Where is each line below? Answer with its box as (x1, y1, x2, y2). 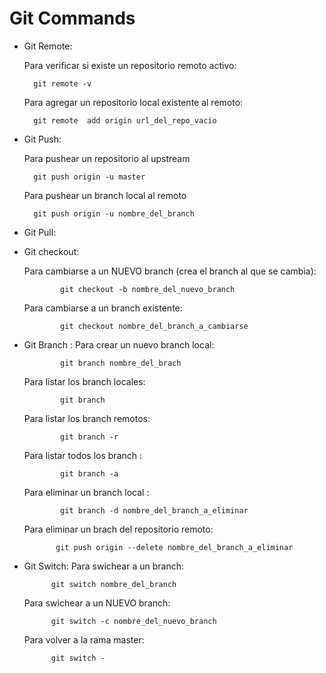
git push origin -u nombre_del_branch (33, 208, 195, 219)
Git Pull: (23, 226, 57, 238)
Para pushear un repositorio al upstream (23, 152, 191, 164)
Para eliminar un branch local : (23, 486, 150, 498)
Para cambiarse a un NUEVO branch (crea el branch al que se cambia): (23, 265, 317, 277)
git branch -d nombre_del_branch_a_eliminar (60, 505, 249, 516)
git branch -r (60, 432, 119, 442)
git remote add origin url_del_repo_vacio (33, 115, 217, 126)
